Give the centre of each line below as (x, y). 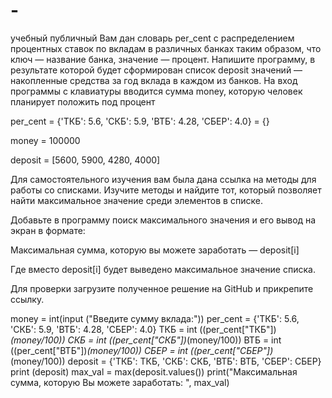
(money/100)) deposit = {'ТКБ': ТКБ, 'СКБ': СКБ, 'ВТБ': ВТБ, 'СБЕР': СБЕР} (166, 361)
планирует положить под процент (83, 101)
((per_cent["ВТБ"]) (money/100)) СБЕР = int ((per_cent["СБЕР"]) (142, 350)
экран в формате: (48, 230)
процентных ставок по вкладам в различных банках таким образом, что (166, 48)
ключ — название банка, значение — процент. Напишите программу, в (163, 59)
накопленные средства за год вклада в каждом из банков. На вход (154, 80)
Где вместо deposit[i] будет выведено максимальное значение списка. (163, 269)
